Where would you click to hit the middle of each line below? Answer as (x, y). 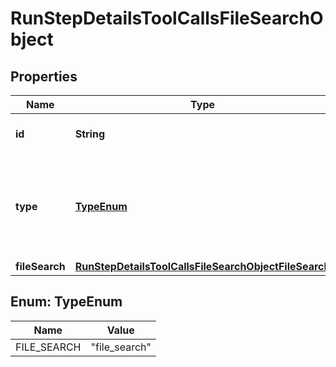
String (89, 134)
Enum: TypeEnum (66, 302)
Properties (44, 76)
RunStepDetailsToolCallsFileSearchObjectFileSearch (202, 266)
